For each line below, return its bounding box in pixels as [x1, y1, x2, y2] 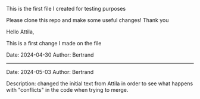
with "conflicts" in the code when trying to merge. [6, 86, 129, 93]
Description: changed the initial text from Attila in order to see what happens [6, 80, 193, 87]
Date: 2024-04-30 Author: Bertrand [6, 51, 94, 58]
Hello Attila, [6, 28, 35, 35]
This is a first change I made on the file [6, 40, 102, 47]
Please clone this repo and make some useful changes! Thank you [6, 17, 169, 23]
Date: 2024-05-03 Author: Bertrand [6, 69, 94, 75]
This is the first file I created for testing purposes [6, 5, 126, 12]
